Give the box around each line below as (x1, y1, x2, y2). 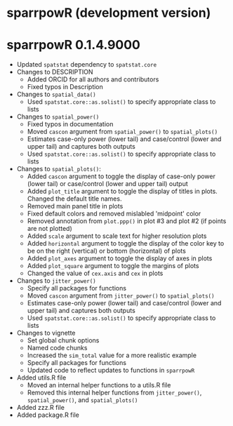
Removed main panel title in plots (27, 202, 124, 211)
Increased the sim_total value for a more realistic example (27, 351, 197, 359)
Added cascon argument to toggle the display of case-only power (27, 172, 215, 180)
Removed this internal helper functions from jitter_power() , (27, 388, 202, 397)
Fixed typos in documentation (27, 120, 114, 128)
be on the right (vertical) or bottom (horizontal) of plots (27, 247, 187, 255)
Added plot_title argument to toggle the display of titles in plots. (27, 187, 218, 196)
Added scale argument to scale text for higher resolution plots (27, 232, 207, 240)
